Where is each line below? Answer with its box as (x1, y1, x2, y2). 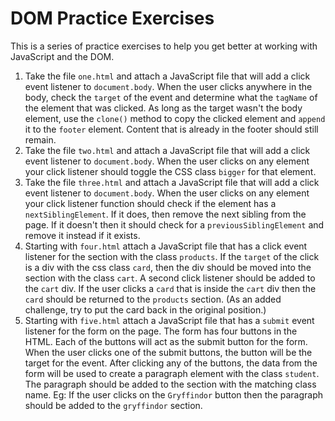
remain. (24, 133, 57, 146)
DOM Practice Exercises (10, 7, 215, 30)
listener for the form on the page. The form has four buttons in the (24, 325, 298, 337)
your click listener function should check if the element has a (24, 197, 277, 209)
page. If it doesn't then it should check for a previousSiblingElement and (24, 218, 325, 231)
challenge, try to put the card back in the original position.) (24, 303, 267, 316)
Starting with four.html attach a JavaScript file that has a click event (24, 240, 308, 252)
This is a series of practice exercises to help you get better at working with (10, 40, 318, 52)
